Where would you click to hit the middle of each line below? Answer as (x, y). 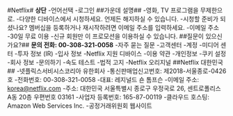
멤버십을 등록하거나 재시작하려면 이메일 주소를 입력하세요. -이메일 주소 (124, 27)
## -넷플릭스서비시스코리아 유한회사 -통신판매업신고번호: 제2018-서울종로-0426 (117, 71)
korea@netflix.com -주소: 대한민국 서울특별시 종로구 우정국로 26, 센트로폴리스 (114, 88)
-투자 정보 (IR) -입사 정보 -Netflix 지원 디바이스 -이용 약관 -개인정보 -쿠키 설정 (120, 53)
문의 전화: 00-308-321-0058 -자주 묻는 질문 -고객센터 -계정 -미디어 (125, 45)
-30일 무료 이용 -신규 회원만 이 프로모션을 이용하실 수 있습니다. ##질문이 (105, 36)
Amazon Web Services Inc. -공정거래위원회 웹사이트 (80, 106)
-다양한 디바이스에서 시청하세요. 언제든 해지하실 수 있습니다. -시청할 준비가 (118, 19)
